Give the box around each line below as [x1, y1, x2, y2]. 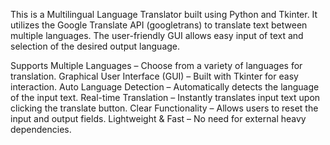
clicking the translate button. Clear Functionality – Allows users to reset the [10, 102, 319, 114]
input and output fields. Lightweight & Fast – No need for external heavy [10, 113, 307, 124]
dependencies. [10, 124, 72, 135]
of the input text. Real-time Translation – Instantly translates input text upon [10, 92, 321, 103]
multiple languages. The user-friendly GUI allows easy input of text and [10, 30, 304, 41]
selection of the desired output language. [10, 40, 181, 52]
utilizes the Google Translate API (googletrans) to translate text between [10, 19, 308, 31]
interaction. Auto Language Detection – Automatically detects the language [10, 81, 320, 93]
